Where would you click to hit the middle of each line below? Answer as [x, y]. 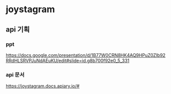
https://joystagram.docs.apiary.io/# [43, 86]
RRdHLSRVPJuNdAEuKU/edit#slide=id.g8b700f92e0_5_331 [68, 60]
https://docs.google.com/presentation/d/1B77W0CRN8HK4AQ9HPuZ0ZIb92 [86, 55]
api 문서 [15, 75]
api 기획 [18, 29]
